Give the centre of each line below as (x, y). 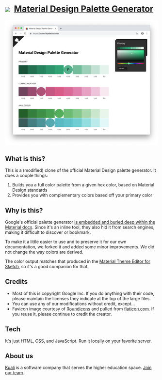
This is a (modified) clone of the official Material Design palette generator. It (81, 170)
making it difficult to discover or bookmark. (48, 232)
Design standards (30, 190)
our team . (15, 373)
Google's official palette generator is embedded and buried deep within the (80, 222)
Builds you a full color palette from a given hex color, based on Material (83, 185)
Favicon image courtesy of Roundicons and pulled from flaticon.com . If (83, 309)
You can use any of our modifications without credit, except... (73, 304)
